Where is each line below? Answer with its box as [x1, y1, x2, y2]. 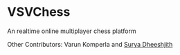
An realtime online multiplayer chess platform [7, 27, 136, 35]
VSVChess [7, 4, 71, 20]
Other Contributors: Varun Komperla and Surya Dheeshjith [7, 40, 173, 48]
